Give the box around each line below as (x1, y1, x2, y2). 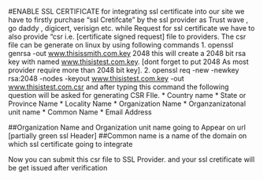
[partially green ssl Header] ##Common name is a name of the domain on (8, 131, 247, 141)
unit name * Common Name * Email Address (8, 107, 152, 117)
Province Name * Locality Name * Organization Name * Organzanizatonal (8, 99, 246, 108)
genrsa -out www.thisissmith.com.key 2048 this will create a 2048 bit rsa (8, 49, 246, 58)
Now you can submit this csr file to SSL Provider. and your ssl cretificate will (8, 155, 255, 164)
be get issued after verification (8, 163, 108, 172)
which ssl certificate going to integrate (8, 140, 133, 148)
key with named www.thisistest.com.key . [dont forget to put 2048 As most (8, 57, 250, 66)
